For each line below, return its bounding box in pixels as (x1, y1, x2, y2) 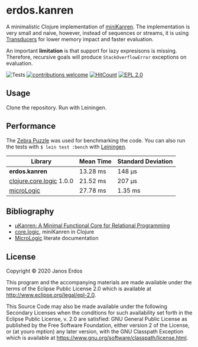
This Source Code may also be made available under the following (6, 303, 167, 310)
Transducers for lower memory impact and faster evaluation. (6, 35, 154, 43)
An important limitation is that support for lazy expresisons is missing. (6, 47, 177, 54)
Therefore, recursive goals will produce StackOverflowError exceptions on (6, 53, 187, 60)
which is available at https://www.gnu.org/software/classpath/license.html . (6, 335, 189, 342)
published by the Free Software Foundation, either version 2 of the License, (6, 322, 190, 329)
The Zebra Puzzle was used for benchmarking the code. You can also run (6, 137, 186, 144)
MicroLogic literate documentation (14, 235, 99, 242)
